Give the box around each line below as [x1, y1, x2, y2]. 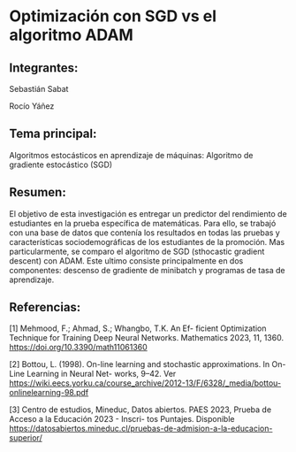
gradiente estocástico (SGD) [9, 159, 113, 170]
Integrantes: [9, 60, 79, 75]
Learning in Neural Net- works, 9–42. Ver [26, 369, 177, 379]
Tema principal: [9, 126, 97, 142]
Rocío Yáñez [9, 101, 55, 111]
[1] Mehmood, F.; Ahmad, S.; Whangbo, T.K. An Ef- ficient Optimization [9, 323, 267, 333]
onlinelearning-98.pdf [9, 387, 89, 398]
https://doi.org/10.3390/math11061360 [9, 342, 148, 353]
